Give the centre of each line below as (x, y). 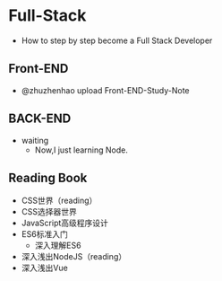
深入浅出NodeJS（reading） (74, 257)
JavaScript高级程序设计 (65, 223)
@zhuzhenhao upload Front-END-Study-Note (105, 90)
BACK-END (40, 119)
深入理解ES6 (58, 246)
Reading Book (48, 177)
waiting (35, 140)
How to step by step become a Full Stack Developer (117, 40)
